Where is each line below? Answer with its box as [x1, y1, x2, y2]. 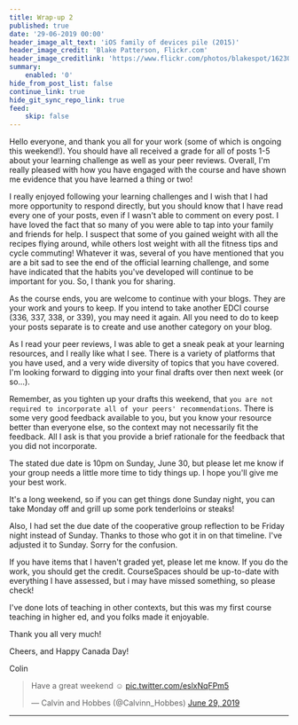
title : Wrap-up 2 [9, 12, 74, 22]
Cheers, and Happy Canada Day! [9, 646, 129, 657]
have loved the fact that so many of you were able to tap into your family [9, 219, 274, 231]
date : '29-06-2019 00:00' [9, 29, 105, 38]
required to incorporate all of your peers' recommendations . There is [9, 403, 274, 414]
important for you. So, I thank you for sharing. [9, 276, 176, 287]
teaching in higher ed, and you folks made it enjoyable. [9, 611, 210, 622]
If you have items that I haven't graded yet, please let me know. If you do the [9, 556, 288, 568]
